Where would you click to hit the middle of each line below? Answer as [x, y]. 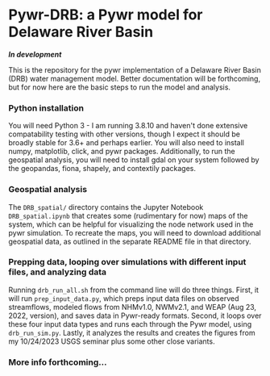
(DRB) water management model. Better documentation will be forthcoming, [134, 78]
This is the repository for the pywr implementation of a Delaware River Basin [135, 69]
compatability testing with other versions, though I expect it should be [124, 134]
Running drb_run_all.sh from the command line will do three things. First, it [134, 290]
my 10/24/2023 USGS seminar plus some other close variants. [112, 341]
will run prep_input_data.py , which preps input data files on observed [124, 298]
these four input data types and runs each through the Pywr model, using [130, 324]
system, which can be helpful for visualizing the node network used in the [131, 224]
